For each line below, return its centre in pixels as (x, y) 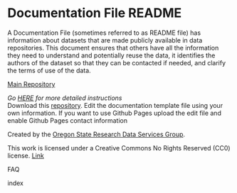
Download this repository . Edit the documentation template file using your (115, 105)
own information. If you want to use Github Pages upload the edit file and (115, 113)
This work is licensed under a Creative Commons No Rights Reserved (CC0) (119, 148)
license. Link (26, 155)
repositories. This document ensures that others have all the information (113, 48)
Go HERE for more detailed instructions (65, 98)
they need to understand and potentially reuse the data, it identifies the (111, 55)
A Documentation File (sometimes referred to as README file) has (104, 33)
